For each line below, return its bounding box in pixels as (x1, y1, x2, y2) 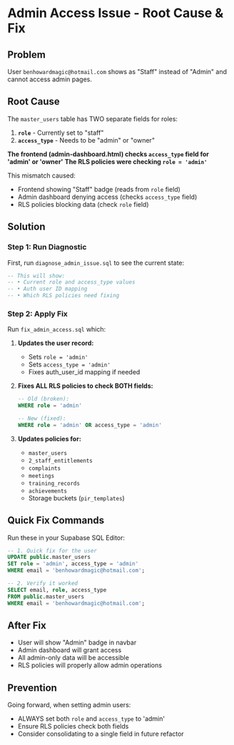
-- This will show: (7, 272, 66, 279)
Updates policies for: (17, 434, 82, 443)
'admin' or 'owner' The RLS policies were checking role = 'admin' (7, 157, 208, 165)
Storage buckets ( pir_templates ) (28, 493, 125, 502)
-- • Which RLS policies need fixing (7, 292, 120, 299)
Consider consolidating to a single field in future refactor (17, 729, 184, 739)
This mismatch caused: (7, 171, 76, 180)
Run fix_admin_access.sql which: (7, 325, 106, 334)
